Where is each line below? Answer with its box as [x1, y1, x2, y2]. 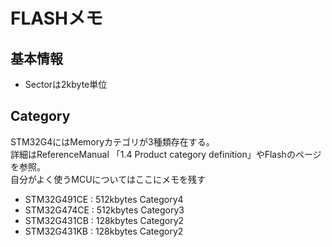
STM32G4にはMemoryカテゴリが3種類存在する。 [10, 135, 215, 148]
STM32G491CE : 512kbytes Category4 [24, 193, 184, 205]
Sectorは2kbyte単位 [24, 79, 108, 90]
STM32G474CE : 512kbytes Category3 [24, 204, 185, 216]
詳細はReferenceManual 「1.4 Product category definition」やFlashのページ [10, 148, 322, 160]
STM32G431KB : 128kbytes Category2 [24, 225, 184, 237]
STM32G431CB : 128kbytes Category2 [24, 214, 185, 226]
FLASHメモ [10, 7, 103, 30]
